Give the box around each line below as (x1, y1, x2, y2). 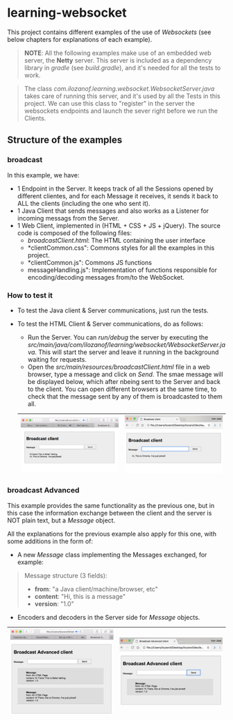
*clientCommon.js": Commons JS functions (27, 258, 153, 266)
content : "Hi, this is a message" (34, 592, 126, 600)
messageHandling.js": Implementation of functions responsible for (27, 266, 217, 274)
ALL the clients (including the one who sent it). (17, 199, 150, 207)
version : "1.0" (34, 600, 74, 608)
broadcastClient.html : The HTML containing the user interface (27, 236, 206, 244)
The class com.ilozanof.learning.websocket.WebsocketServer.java (24, 84, 215, 93)
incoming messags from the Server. (17, 214, 119, 222)
